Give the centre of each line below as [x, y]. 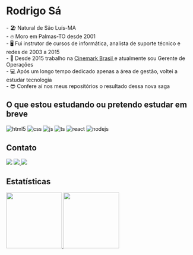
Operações [20, 64]
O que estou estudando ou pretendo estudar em [96, 105]
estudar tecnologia [29, 80]
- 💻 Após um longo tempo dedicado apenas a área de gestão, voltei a [92, 71]
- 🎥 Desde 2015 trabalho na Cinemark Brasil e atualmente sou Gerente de [96, 58]
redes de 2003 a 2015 [33, 52]
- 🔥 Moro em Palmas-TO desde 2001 [51, 36]
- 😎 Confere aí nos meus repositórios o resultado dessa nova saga [88, 86]
